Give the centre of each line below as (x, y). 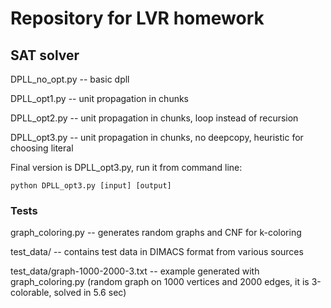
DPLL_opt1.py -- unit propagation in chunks (100, 98)
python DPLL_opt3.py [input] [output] (91, 186)
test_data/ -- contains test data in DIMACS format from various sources (157, 252)
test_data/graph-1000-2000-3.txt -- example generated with (135, 271)
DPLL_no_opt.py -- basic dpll (70, 79)
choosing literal (42, 148)
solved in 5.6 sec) (90, 293)
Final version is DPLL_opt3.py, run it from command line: (126, 167)
